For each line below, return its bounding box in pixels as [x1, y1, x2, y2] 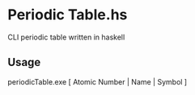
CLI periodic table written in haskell [7, 32, 125, 42]
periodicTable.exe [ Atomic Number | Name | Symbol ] [7, 76, 188, 86]
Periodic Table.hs [7, 6, 128, 24]
